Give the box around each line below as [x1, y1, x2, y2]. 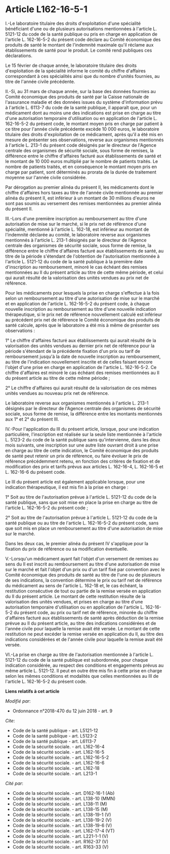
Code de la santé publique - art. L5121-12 [12, 727, 99, 734]
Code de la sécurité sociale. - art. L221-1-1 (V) [12, 833, 109, 839]
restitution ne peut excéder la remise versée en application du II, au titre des [5, 631, 164, 637]
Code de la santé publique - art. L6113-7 [12, 738, 97, 744]
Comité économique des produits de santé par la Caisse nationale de [5, 94, 149, 100]
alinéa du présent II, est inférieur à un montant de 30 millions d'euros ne [5, 195, 155, 201]
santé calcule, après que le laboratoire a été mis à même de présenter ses [5, 322, 159, 328]
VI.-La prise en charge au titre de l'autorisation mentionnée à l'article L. [5, 652, 154, 658]
